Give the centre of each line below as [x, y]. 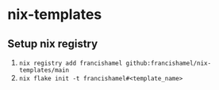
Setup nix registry [53, 44]
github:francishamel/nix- [169, 63]
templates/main [44, 70]
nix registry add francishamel [71, 63]
